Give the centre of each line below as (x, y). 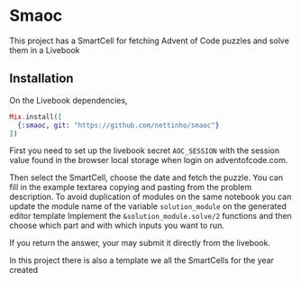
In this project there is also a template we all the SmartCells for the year (142, 260)
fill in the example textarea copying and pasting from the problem (131, 187)
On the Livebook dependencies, (68, 100)
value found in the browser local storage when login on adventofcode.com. (149, 160)
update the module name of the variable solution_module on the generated (148, 206)
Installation (41, 79)
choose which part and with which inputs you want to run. (117, 225)
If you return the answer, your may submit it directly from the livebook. (140, 243)
